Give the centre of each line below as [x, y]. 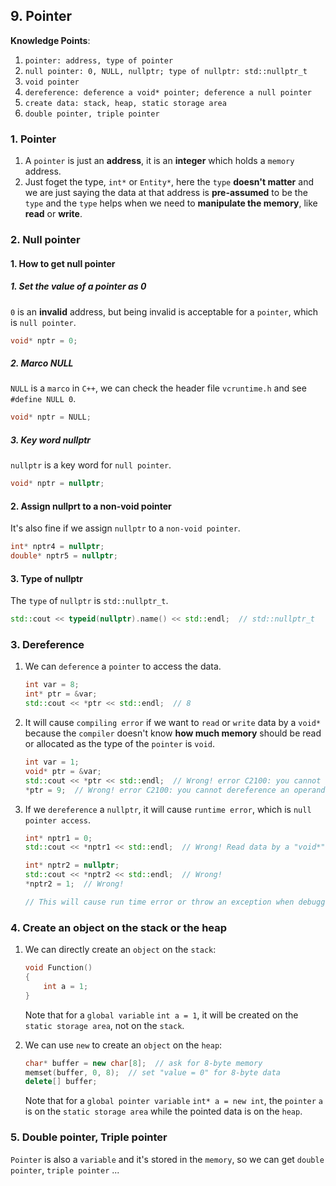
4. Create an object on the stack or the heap [119, 927]
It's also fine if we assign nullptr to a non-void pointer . [125, 528]
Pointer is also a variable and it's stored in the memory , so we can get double [167, 1159]
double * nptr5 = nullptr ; [64, 556]
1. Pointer [33, 139]
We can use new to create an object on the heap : [123, 1045]
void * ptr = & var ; [63, 771]
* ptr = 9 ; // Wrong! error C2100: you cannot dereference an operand [175, 790]
